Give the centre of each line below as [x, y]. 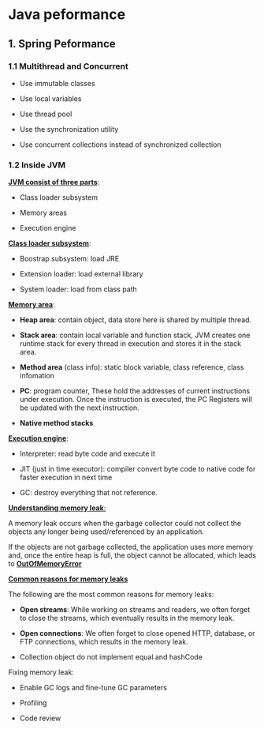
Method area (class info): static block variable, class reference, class [132, 367]
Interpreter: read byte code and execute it [87, 454]
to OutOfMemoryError [45, 564]
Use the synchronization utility [69, 129]
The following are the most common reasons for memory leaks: [111, 595]
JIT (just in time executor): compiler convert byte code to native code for [138, 469]
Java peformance [67, 15]
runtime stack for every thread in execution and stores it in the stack [130, 344]
